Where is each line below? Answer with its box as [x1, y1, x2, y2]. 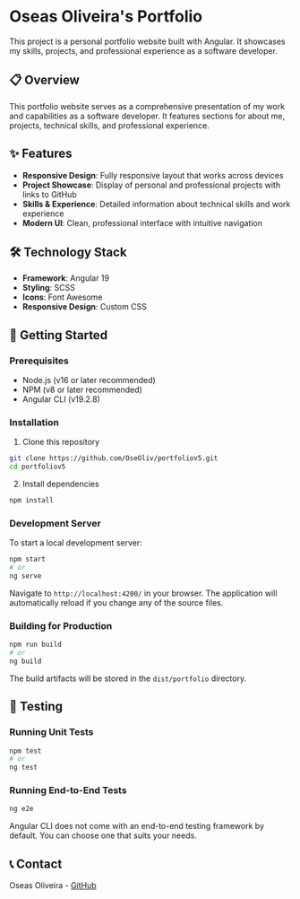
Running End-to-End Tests [9, 784, 127, 797]
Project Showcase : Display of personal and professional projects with [21, 179, 280, 190]
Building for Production [9, 619, 113, 632]
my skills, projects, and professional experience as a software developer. [9, 45, 278, 56]
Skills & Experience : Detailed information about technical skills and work [21, 198, 291, 209]
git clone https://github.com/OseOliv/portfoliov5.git [9, 454, 219, 463]
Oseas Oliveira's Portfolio [9, 6, 203, 27]
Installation [9, 415, 60, 428]
